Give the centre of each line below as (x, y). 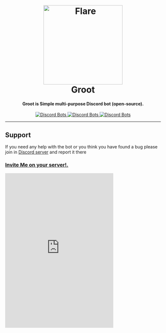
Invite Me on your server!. (37, 165)
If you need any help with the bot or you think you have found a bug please (82, 147)
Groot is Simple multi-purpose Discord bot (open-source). (83, 103)
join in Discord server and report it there (46, 152)
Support (18, 135)
